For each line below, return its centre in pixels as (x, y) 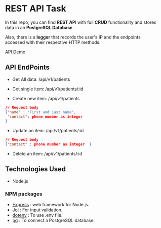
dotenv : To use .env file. (37, 215)
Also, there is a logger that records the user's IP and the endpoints (73, 37)
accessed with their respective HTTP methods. (53, 42)
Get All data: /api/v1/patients (41, 79)
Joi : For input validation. (37, 210)
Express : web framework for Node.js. (51, 205)
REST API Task (36, 9)
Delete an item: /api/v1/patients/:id (47, 154)
